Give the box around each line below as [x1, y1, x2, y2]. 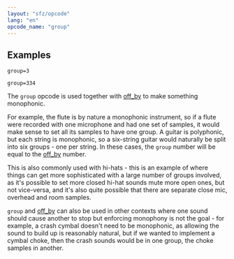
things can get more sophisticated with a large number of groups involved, [7, 171, 222, 179]
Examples [7, 49, 51, 61]
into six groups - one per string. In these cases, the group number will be [7, 142, 216, 151]
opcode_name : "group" [7, 23, 71, 30]
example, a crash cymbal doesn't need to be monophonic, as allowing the [7, 221, 219, 230]
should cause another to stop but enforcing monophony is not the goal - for [7, 214, 225, 223]
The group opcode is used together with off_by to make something [7, 92, 198, 101]
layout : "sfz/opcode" [7, 10, 71, 17]
